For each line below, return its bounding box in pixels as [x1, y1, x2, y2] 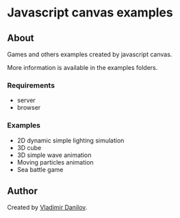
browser [16, 104, 41, 112]
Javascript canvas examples [7, 5, 173, 21]
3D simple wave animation [16, 151, 92, 159]
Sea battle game [16, 165, 64, 173]
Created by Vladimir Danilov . [7, 204, 88, 212]
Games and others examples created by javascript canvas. [7, 50, 172, 58]
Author [7, 185, 38, 197]
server [16, 96, 36, 104]
